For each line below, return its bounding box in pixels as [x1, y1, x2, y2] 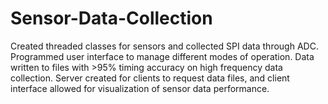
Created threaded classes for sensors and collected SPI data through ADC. [10, 40, 319, 52]
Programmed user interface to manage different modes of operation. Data [10, 50, 315, 62]
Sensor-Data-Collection [10, 7, 213, 30]
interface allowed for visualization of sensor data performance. [10, 82, 270, 94]
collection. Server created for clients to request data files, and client [10, 72, 290, 84]
